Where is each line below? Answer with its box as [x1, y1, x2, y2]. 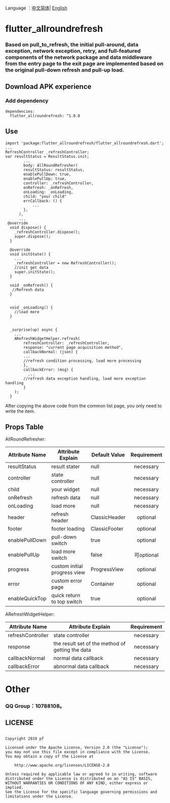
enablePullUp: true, [23, 176, 67, 181]
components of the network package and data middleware [5, 54, 152, 61]
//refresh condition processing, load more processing [23, 358, 142, 363]
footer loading [51, 525, 85, 532]
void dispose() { [10, 225, 47, 230]
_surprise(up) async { [10, 327, 58, 332]
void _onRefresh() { [10, 283, 53, 288]
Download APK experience [5, 82, 92, 91]
